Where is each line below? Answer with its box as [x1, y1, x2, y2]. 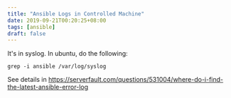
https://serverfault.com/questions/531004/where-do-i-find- [48, 75, 224, 84]
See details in [7, 75, 48, 84]
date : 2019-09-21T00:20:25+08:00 [7, 17, 107, 24]
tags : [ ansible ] [7, 23, 55, 30]
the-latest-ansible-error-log [7, 82, 89, 92]
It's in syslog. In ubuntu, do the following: [7, 49, 128, 58]
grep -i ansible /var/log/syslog [7, 63, 107, 71]
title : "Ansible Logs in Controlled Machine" [7, 10, 144, 18]
